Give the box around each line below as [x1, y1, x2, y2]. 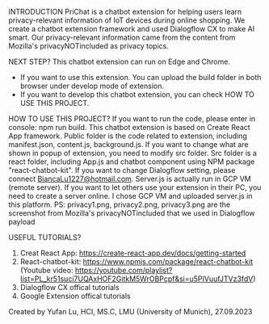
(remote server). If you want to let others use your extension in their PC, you [8, 183, 262, 192]
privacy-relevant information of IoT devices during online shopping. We [8, 15, 246, 25]
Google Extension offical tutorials [19, 291, 131, 301]
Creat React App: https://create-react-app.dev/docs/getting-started [19, 248, 246, 258]
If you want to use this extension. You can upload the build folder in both [19, 73, 262, 82]
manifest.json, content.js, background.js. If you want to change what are [8, 140, 249, 149]
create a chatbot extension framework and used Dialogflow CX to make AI [8, 24, 255, 33]
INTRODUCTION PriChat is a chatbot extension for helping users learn [8, 7, 242, 16]
